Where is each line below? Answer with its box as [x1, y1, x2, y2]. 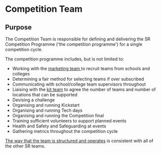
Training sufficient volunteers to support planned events [12, 118, 127, 123]
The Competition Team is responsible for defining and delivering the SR [5, 36, 151, 42]
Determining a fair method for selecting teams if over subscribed [12, 76, 144, 82]
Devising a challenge [12, 97, 55, 103]
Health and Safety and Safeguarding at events [12, 123, 106, 129]
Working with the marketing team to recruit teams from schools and [12, 65, 150, 71]
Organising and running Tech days [12, 107, 82, 113]
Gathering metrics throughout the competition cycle [12, 128, 118, 134]
